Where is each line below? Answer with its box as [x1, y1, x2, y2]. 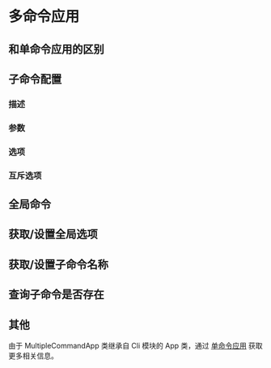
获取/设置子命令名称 [8, 257, 109, 272]
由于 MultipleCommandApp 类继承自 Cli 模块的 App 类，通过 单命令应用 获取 [8, 341, 263, 351]
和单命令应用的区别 [8, 42, 104, 56]
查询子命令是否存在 [8, 288, 104, 302]
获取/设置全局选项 [8, 228, 99, 242]
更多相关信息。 [8, 351, 58, 361]
